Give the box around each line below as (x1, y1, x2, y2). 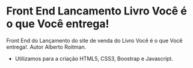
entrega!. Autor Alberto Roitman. (6, 43, 87, 51)
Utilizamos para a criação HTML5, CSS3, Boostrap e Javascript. (14, 55, 173, 62)
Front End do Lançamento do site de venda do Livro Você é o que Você (6, 37, 183, 44)
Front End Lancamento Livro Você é (6, 4, 188, 18)
